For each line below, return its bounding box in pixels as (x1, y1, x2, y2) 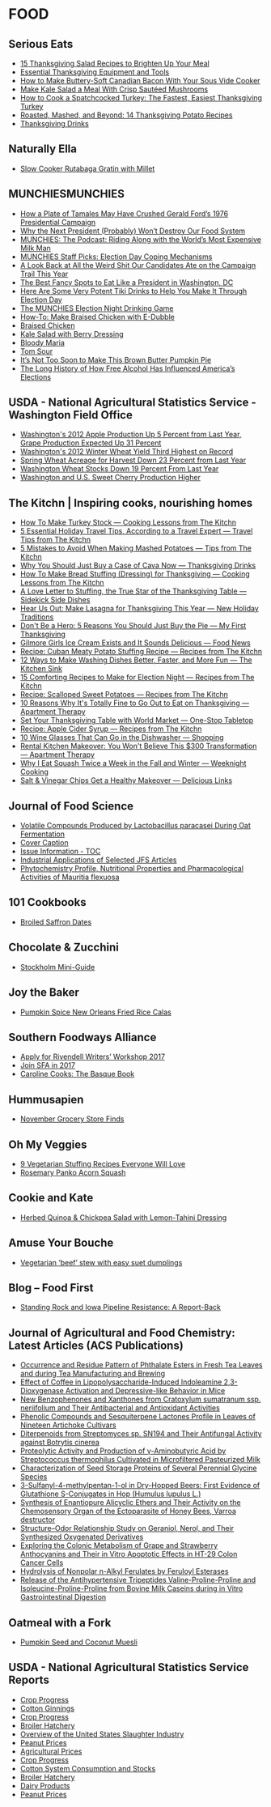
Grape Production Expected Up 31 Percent (19, 438, 162, 448)
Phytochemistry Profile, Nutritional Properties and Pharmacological (19, 864, 244, 874)
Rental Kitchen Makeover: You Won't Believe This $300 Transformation (19, 742, 257, 751)
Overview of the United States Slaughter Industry (19, 1729, 184, 1739)
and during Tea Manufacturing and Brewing (19, 1369, 166, 1379)
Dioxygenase (19, 1386, 65, 1396)
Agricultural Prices (19, 1746, 83, 1756)
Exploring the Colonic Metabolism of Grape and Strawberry (19, 1541, 218, 1550)
